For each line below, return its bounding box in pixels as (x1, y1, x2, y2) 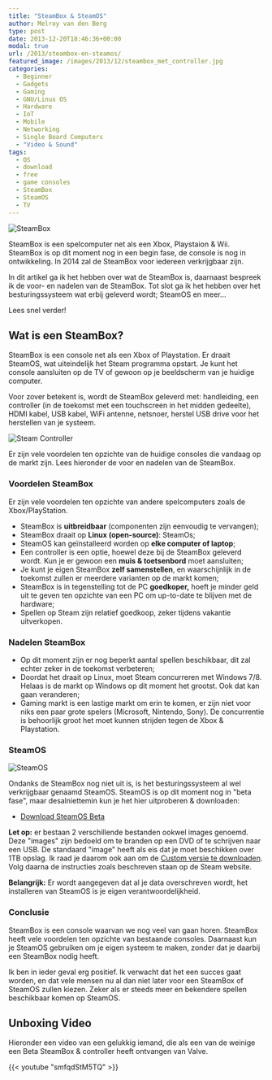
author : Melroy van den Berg (8, 20, 107, 28)
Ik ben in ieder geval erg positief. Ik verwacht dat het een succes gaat (8, 967, 241, 977)
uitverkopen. (19, 616, 63, 626)
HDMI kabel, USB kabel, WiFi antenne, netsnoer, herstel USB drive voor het (8, 409, 260, 419)
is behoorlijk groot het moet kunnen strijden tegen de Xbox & (19, 715, 224, 725)
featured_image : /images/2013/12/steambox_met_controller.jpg (8, 58, 223, 66)
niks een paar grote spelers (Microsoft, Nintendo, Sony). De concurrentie (19, 707, 265, 716)
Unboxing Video (8, 1016, 92, 1030)
